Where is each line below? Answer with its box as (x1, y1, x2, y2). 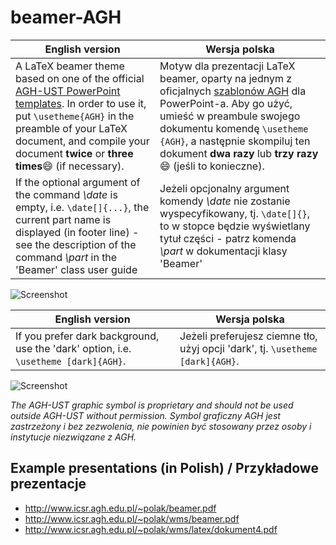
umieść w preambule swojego (159, 109, 301, 123)
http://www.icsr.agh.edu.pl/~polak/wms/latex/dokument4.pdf (24, 523, 278, 535)
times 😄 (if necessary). (15, 159, 125, 173)
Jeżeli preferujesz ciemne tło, (179, 329, 318, 343)
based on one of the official (15, 71, 145, 85)
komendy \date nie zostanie (159, 194, 291, 208)
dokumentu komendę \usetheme (159, 121, 309, 135)
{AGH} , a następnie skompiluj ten (159, 134, 311, 148)
